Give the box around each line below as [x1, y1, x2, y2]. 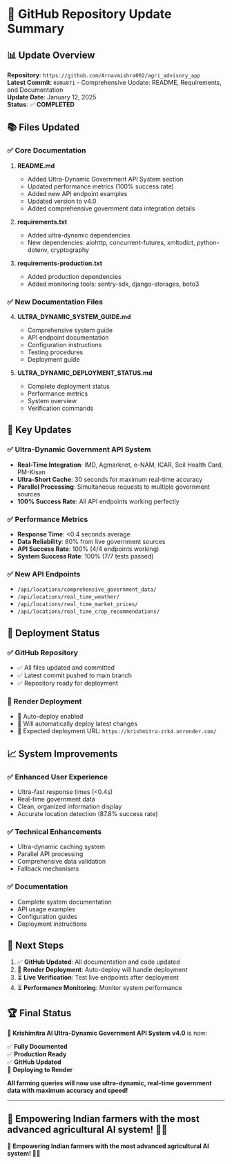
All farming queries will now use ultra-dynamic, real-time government [7, 1079, 212, 1087]
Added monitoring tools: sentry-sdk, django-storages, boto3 [27, 280, 200, 288]
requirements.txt [17, 217, 68, 226]
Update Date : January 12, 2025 [7, 93, 97, 101]
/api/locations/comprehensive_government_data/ [17, 586, 157, 593]
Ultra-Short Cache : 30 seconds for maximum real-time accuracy [17, 475, 203, 483]
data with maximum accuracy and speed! [7, 1087, 128, 1095]
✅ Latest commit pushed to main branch [17, 671, 133, 679]
